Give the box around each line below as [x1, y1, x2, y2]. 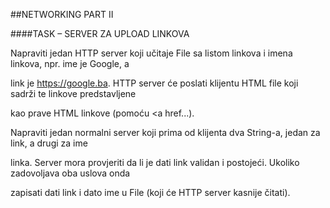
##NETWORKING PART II [10, 9, 114, 20]
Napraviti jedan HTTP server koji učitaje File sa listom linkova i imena [10, 47, 293, 59]
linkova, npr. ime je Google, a [10, 58, 130, 69]
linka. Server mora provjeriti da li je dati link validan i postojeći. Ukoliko [10, 157, 300, 168]
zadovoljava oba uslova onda [10, 167, 131, 179]
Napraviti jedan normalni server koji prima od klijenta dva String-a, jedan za [10, 127, 321, 138]
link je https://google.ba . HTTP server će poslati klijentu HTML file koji [10, 77, 299, 89]
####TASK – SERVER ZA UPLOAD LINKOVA [10, 28, 190, 39]
